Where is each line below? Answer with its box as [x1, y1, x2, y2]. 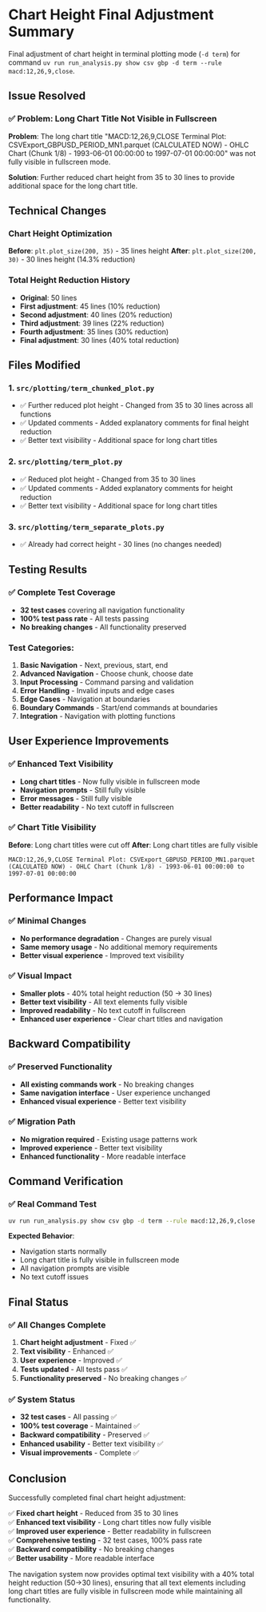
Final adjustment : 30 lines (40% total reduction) [19, 335, 180, 345]
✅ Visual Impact [8, 970, 72, 981]
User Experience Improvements [8, 734, 169, 748]
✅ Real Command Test [8, 1199, 97, 1210]
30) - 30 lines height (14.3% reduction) [8, 254, 136, 265]
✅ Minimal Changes [8, 916, 86, 927]
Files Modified [8, 358, 81, 372]
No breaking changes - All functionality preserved [19, 622, 187, 632]
